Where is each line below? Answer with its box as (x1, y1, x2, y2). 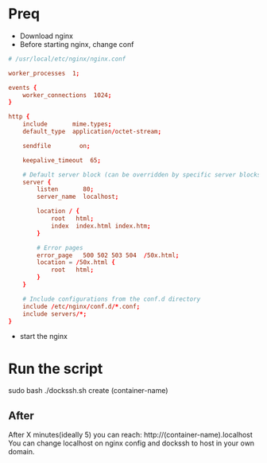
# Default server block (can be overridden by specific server (22, 170, 237, 179)
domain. (8, 447, 35, 457)
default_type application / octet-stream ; (22, 128, 161, 136)
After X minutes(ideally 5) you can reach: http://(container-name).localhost (8, 430, 253, 440)
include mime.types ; (22, 120, 112, 128)
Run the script (8, 360, 103, 378)
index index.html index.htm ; (50, 222, 151, 230)
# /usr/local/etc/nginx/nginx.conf (8, 55, 126, 63)
